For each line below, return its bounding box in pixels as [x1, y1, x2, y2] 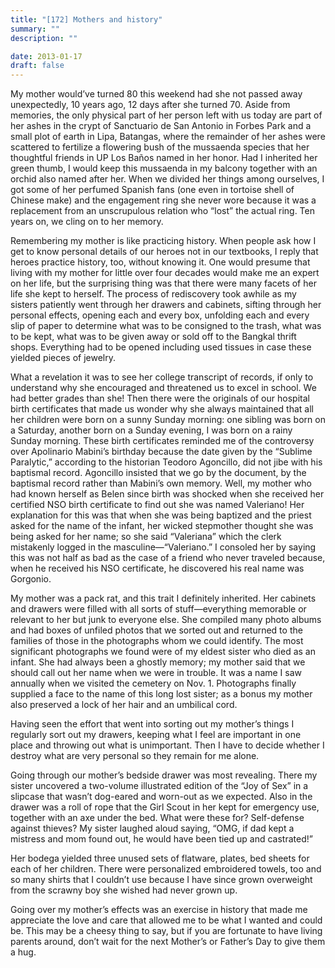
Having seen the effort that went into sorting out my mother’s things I [10, 718, 295, 730]
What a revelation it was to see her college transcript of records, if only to [10, 371, 314, 383]
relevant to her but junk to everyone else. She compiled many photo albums [10, 614, 322, 626]
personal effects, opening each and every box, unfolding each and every [10, 309, 310, 321]
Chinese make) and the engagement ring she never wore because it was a [10, 194, 317, 206]
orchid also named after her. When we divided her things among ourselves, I [10, 173, 325, 185]
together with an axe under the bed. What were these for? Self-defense [10, 812, 305, 824]
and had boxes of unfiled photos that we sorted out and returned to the [10, 624, 303, 636]
